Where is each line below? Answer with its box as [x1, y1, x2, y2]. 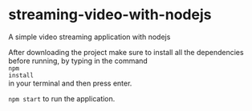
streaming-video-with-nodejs [8, 6, 212, 24]
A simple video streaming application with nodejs [8, 32, 171, 42]
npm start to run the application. [8, 93, 116, 103]
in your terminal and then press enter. [8, 78, 132, 88]
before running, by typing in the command [8, 56, 148, 65]
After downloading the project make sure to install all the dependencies [8, 47, 244, 57]
